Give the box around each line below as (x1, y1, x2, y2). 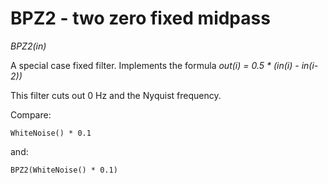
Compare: (10, 108, 52, 121)
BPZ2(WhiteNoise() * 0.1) (10, 165, 118, 175)
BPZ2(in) (10, 40, 47, 52)
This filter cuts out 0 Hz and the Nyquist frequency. (10, 89, 222, 101)
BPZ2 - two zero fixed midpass (10, 7, 271, 30)
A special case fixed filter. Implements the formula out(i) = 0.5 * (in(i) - (10, 59, 300, 71)
